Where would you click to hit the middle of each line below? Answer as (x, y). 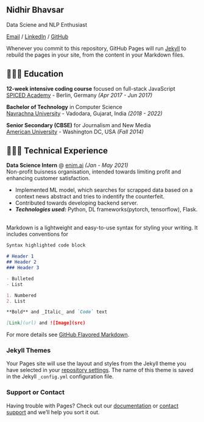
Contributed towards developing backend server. (76, 203)
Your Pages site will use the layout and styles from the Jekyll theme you (97, 364)
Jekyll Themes (29, 351)
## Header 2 (21, 262)
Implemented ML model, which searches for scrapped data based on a (104, 190)
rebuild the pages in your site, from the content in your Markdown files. (95, 55)
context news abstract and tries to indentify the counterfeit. (90, 197)
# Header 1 (20, 256)
